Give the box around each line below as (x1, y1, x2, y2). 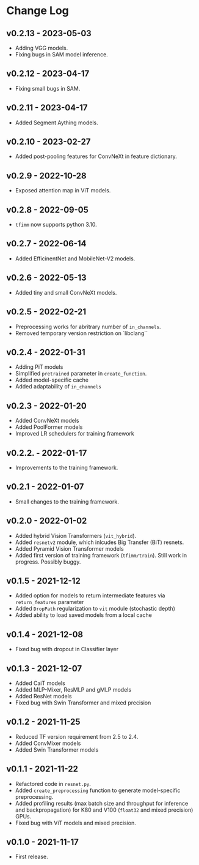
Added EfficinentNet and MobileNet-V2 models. (15, 255, 136, 262)
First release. (15, 853, 48, 861)
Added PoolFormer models (15, 423, 83, 431)
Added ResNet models (15, 693, 72, 700)
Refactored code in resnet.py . (15, 780, 92, 787)
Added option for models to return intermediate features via (15, 592, 165, 599)
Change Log (6, 4, 69, 18)
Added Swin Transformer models (15, 746, 99, 754)
